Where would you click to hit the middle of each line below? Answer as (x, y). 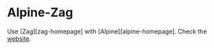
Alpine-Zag (40, 13)
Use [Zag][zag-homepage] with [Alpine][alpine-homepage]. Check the (107, 31)
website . (19, 38)
